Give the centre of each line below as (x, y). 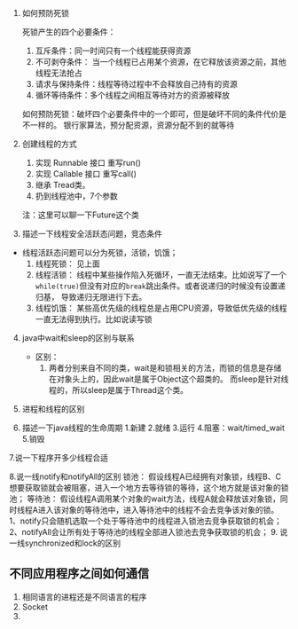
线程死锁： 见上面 (67, 263)
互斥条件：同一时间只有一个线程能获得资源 (113, 51)
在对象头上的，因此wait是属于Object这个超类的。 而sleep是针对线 (169, 379)
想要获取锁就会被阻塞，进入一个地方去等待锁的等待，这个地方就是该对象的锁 (149, 487)
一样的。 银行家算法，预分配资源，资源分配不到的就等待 (132, 125)
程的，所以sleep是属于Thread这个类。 (118, 390)
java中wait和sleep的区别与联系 (78, 338)
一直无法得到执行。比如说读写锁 (94, 319)
